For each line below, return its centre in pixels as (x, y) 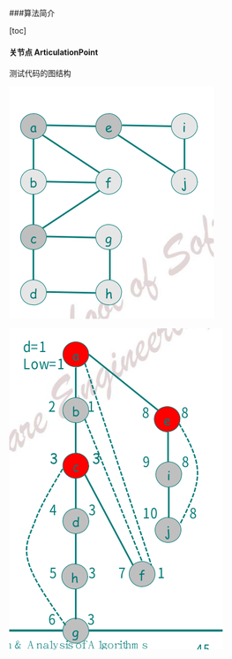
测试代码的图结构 (40, 73)
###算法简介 (32, 13)
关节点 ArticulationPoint (54, 52)
